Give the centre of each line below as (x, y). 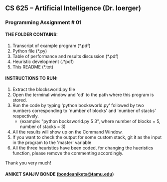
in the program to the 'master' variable (52, 142)
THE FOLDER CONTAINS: (32, 34)
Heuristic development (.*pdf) (43, 61)
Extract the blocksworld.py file (44, 89)
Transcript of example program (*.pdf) (51, 45)
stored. (20, 100)
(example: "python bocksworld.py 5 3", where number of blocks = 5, (90, 121)
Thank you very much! (28, 162)
